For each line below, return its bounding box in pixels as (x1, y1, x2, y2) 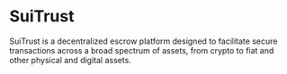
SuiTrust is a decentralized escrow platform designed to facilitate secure (9, 36, 278, 46)
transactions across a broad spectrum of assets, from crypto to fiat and (9, 45, 274, 55)
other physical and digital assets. (9, 54, 132, 65)
